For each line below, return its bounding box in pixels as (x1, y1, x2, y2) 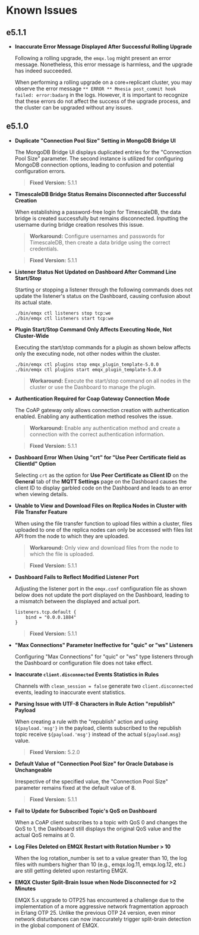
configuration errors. (14, 167, 66, 174)
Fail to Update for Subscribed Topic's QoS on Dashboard (14, 807, 157, 814)
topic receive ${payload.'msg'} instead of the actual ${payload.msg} (14, 730, 181, 738)
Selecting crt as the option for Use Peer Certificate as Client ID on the (14, 471, 188, 479)
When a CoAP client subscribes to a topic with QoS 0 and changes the (14, 818, 187, 826)
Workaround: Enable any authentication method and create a (29, 424, 180, 431)
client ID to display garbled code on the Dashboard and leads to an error (14, 484, 192, 491)
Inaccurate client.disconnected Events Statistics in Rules (14, 670, 159, 678)
